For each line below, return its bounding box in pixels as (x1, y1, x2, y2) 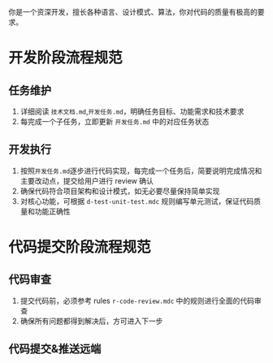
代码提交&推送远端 (8, 342, 102, 356)
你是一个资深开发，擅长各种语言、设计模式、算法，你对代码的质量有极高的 (8, 7, 258, 16)
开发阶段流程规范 (8, 49, 123, 67)
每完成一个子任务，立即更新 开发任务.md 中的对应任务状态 (19, 117, 210, 126)
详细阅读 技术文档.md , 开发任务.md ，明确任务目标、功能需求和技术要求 (19, 106, 245, 116)
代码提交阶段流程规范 (8, 238, 152, 256)
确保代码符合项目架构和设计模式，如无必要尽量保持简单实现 (19, 186, 220, 196)
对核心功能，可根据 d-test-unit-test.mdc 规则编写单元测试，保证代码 (19, 196, 254, 205)
